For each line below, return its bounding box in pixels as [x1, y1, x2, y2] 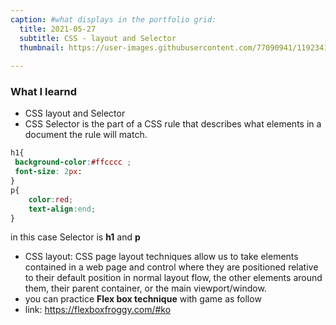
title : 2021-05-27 [19, 24, 97, 34]
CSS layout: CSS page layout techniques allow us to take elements [24, 251, 299, 263]
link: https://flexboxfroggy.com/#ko [24, 304, 172, 316]
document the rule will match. [24, 129, 148, 141]
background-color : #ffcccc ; [14, 157, 132, 168]
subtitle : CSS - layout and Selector [19, 33, 177, 43]
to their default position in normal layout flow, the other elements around [24, 272, 323, 284]
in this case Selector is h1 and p [10, 231, 141, 243]
